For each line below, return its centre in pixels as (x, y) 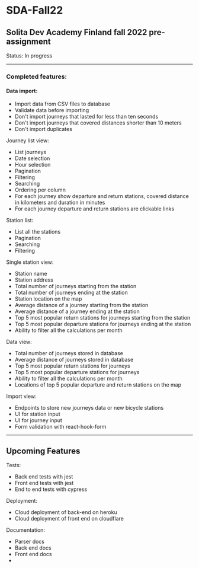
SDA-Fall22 (35, 10)
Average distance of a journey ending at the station (77, 311)
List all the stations (38, 232)
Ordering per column (40, 190)
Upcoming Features (43, 451)
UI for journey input (38, 420)
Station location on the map (48, 299)
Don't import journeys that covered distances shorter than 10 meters (98, 123)
